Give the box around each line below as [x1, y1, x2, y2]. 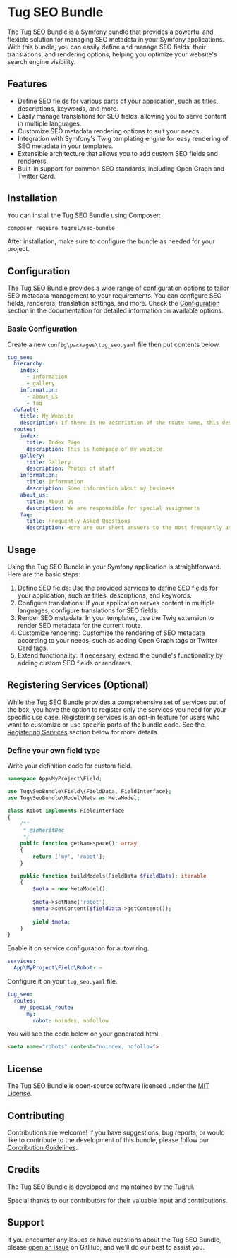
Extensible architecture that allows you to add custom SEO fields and [17, 149, 219, 157]
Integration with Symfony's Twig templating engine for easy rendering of [17, 134, 229, 143]
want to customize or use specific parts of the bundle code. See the [7, 720, 205, 729]
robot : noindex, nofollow [32, 1017, 109, 1024]
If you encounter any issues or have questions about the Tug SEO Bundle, [7, 1235, 221, 1244]
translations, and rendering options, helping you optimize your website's [7, 50, 217, 59]
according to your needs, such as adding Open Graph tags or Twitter [17, 636, 218, 644]
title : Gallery [25, 459, 71, 466]
